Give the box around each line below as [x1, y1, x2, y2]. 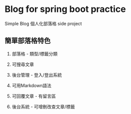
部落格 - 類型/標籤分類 [11, 51, 58, 57]
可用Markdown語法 [11, 82, 52, 88]
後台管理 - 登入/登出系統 [11, 72, 62, 78]
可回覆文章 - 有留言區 [11, 93, 56, 99]
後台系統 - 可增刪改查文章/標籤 [11, 104, 75, 110]
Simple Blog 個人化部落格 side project [4, 20, 82, 26]
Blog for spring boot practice [4, 3, 126, 15]
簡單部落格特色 [4, 36, 51, 45]
